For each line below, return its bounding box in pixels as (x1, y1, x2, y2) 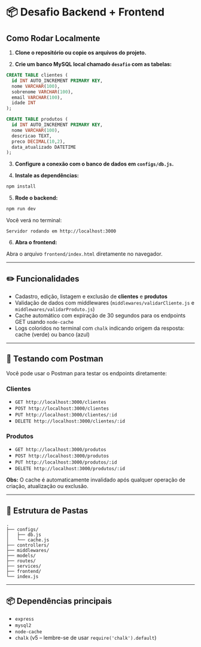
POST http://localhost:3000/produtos (14, 453, 109, 459)
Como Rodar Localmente (6, 33, 100, 43)
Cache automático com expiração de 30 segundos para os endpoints (14, 312, 186, 319)
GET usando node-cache (14, 318, 74, 325)
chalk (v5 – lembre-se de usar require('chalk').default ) (14, 634, 157, 641)
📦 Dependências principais (6, 596, 112, 606)
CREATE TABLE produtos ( (6, 116, 68, 122)
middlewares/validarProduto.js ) (14, 305, 95, 312)
